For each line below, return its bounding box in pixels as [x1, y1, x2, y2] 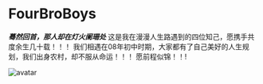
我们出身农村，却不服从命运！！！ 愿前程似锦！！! [22, 52, 187, 61]
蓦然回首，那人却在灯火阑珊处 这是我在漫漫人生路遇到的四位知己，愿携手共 [8, 32, 255, 41]
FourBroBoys [8, 5, 97, 23]
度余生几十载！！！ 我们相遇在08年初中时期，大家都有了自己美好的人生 [8, 41, 243, 52]
